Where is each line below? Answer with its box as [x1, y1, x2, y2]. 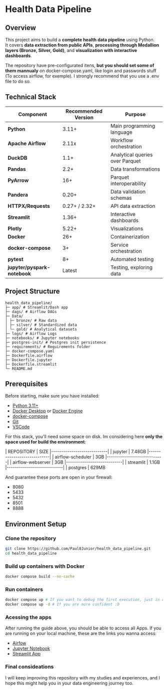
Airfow [12, 640, 26, 646]
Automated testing [110, 255, 154, 262]
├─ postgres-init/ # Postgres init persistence [5, 339, 106, 345]
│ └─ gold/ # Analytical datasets [5, 326, 77, 331]
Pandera [7, 191, 28, 198]
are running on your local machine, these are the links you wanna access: [5, 630, 156, 636]
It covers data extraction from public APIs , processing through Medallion [5, 42, 159, 48]
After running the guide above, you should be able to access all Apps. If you [5, 625, 161, 631]
